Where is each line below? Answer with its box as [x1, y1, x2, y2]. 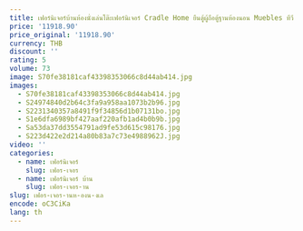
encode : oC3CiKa [9, 199, 71, 209]
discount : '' [9, 47, 59, 56]
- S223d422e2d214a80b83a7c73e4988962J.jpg [17, 132, 181, 141]
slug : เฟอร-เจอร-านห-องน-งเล [9, 191, 104, 200]
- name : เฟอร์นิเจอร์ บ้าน [17, 174, 93, 183]
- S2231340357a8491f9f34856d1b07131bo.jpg [17, 106, 181, 115]
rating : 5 [9, 55, 47, 65]
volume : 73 [9, 65, 51, 74]
